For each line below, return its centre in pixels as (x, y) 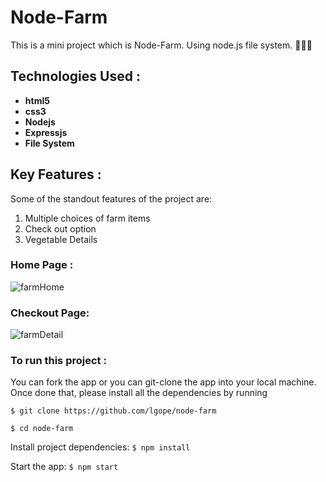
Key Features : (56, 174)
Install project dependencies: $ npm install (100, 447)
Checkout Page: (50, 313)
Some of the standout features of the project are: (111, 198)
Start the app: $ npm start (64, 467)
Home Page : (42, 265)
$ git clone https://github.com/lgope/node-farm (113, 411)
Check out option (60, 228)
